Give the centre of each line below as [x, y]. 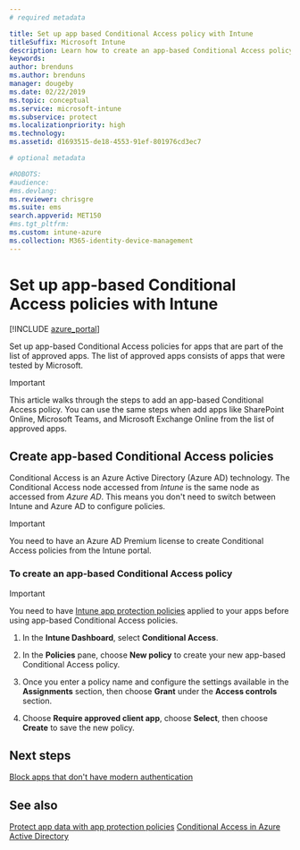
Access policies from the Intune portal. [80, 550]
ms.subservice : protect [54, 117]
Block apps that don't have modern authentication [101, 777]
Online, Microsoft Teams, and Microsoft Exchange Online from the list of [142, 419]
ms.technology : [37, 134]
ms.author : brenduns [48, 76]
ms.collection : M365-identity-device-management [101, 241]
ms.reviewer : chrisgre [51, 199]
